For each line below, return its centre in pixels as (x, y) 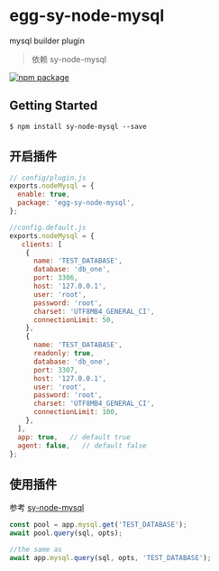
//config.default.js (48, 227)
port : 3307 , (55, 370)
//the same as (36, 549)
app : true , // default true (74, 437)
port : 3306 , (55, 278)
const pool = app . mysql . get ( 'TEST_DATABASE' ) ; (98, 525)
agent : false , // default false (82, 446)
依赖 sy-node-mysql (68, 59)
